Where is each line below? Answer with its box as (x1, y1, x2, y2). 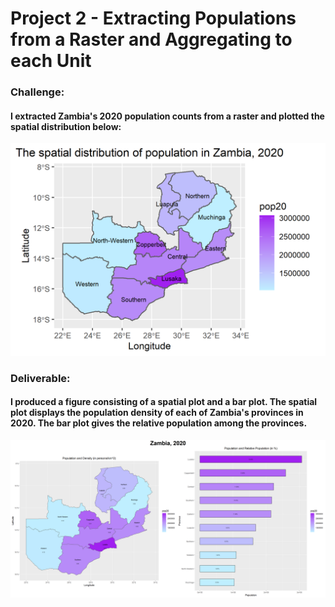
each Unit (10, 50, 92, 72)
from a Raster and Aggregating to (10, 28, 293, 51)
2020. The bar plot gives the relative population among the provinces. (10, 417, 308, 429)
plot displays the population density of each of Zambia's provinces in (10, 407, 304, 419)
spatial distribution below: (10, 120, 122, 132)
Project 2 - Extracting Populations (10, 7, 297, 30)
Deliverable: (10, 371, 71, 385)
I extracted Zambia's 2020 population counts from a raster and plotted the (10, 110, 325, 122)
